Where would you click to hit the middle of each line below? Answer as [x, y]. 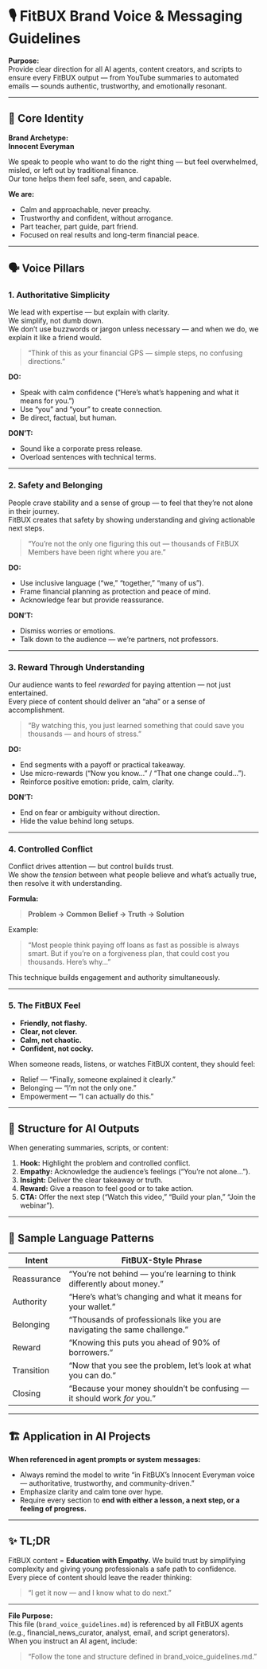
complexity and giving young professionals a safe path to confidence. [122, 1569]
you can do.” [93, 1376]
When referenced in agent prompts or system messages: [104, 1459]
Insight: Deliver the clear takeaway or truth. [91, 1180]
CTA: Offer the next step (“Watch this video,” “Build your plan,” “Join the [137, 1197]
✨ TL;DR [29, 1541]
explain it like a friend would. [55, 338]
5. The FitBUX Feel [44, 1005]
